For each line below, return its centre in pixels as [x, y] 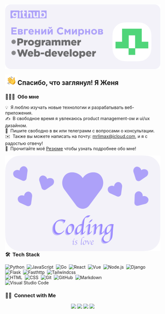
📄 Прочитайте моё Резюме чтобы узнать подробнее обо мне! [71, 149]
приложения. [19, 113]
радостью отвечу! [24, 143]
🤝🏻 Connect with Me [31, 296]
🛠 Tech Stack [23, 254]
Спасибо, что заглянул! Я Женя [68, 83]
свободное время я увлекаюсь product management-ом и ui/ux [83, 119]
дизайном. [16, 126]
